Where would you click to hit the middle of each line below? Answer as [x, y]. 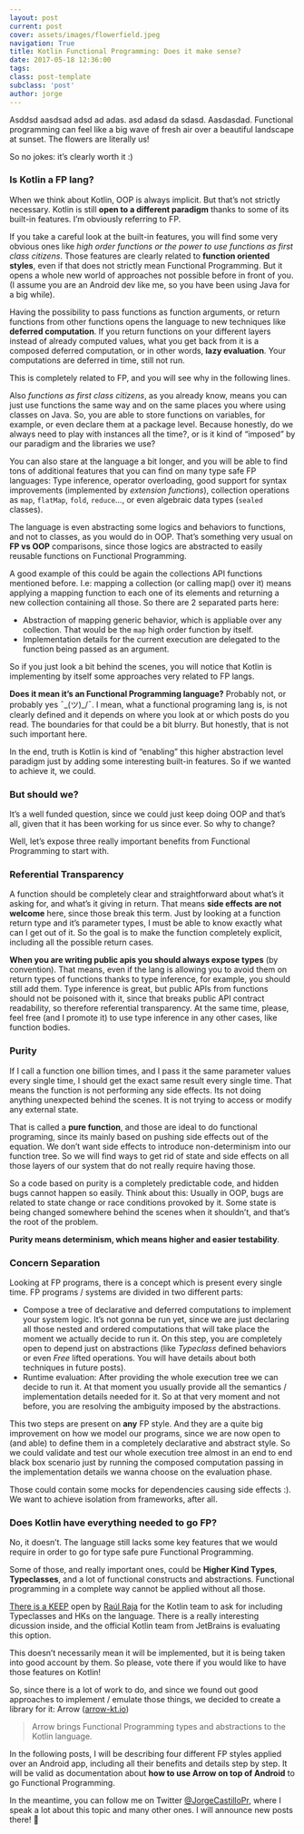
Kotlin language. [62, 1736]
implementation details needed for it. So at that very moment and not [151, 1396]
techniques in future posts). [74, 1368]
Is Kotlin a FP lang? [52, 180]
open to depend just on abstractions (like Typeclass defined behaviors [154, 1348]
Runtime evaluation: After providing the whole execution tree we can [150, 1377]
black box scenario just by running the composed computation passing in [147, 1462]
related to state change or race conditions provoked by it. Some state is [143, 1202]
